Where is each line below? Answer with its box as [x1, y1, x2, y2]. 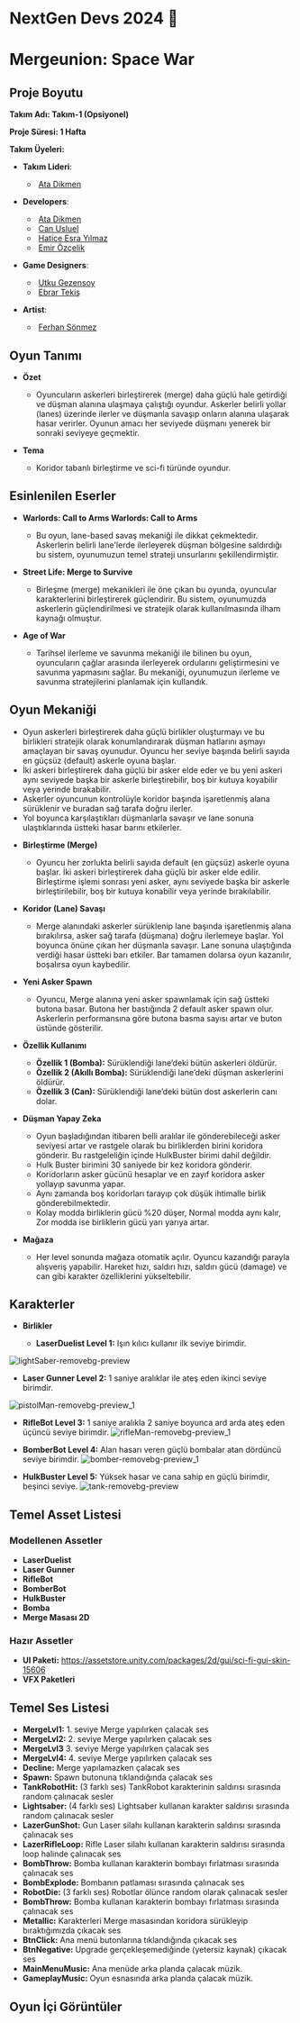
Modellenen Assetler [9, 1534, 103, 1547]
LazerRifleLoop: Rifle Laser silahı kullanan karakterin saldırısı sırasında [22, 1839, 286, 1850]
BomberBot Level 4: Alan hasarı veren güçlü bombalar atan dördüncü [22, 1445, 282, 1456]
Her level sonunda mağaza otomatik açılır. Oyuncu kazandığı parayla [35, 1251, 290, 1262]
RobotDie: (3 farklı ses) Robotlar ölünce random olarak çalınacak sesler [22, 1887, 288, 1898]
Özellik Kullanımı [22, 1039, 87, 1050]
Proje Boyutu [9, 85, 84, 100]
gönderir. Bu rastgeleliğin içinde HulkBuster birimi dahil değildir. [35, 1149, 272, 1160]
